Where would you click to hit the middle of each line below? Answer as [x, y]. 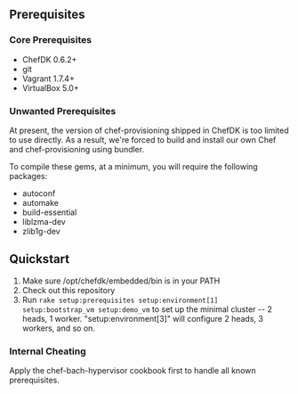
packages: [28, 176]
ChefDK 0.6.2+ [49, 59]
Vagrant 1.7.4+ [48, 78]
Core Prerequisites [50, 40]
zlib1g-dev [41, 231]
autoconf [39, 193]
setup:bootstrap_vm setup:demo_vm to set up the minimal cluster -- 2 [147, 309]
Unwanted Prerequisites [63, 111]
